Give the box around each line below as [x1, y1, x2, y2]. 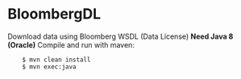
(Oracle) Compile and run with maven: [7, 39, 135, 49]
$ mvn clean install [22, 56, 91, 64]
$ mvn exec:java [22, 62, 77, 71]
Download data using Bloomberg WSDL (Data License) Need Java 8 [7, 31, 234, 41]
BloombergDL [7, 5, 102, 23]
